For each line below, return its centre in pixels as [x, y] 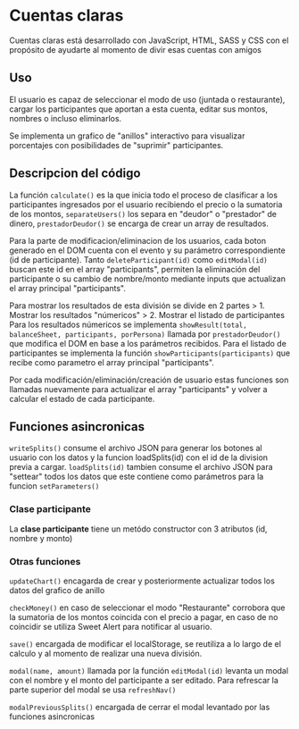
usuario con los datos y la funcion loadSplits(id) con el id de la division [139, 457]
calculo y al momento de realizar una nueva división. [106, 653]
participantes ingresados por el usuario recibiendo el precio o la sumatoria [146, 204]
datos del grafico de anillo [57, 590]
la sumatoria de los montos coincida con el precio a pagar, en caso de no [144, 616]
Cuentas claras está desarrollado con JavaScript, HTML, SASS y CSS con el [149, 40]
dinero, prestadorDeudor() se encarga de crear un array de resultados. [139, 223]
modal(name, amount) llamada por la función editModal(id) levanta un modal [149, 670]
